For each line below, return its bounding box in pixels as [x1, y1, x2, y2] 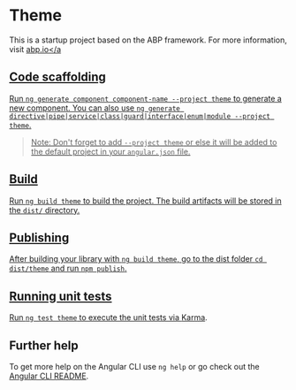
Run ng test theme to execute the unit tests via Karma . [9, 312, 208, 323]
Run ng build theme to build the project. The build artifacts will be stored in [9, 195, 282, 206]
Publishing [9, 230, 70, 245]
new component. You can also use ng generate [9, 103, 181, 113]
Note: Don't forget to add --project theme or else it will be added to [30, 136, 277, 147]
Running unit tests [9, 288, 112, 303]
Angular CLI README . [9, 371, 89, 381]
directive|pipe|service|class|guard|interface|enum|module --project [9, 111, 271, 120]
